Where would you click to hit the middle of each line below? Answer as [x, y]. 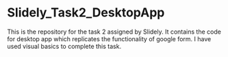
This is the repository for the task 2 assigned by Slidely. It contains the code [114, 32]
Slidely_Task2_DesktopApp [86, 13]
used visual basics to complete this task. [64, 46]
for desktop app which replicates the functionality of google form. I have [109, 38]
